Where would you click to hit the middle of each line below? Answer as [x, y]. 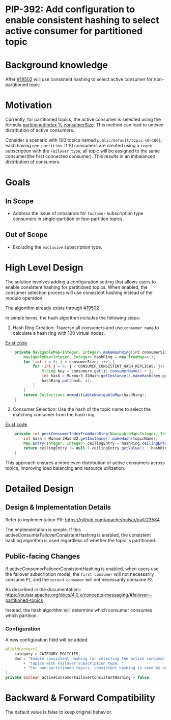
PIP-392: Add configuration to [70, 9]
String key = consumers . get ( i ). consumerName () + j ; [97, 371]
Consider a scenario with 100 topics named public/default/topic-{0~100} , [84, 140]
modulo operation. [25, 298]
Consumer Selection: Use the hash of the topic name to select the [82, 409]
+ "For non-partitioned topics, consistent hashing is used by [92, 668]
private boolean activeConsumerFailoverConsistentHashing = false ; [78, 678]
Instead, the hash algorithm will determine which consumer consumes [79, 610]
